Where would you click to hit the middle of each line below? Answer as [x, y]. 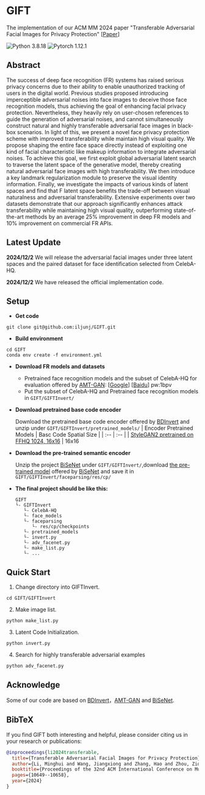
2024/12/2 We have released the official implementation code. [85, 282]
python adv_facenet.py [35, 666]
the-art [15, 217]
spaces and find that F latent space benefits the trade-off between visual [98, 190]
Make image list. [36, 609]
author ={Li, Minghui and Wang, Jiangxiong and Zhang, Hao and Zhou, [101, 764]
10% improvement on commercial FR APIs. [59, 223]
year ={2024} [27, 781]
